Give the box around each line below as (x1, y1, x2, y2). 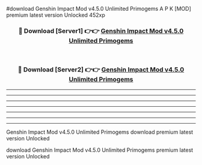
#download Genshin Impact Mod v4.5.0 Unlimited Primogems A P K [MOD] (6, 5, 191, 12)
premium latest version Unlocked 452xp (6, 11, 105, 19)
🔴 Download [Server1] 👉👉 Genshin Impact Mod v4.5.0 (18, 26, 184, 35)
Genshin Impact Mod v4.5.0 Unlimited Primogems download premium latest (6, 128, 194, 136)
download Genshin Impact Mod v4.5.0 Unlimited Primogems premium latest (6, 146, 194, 154)
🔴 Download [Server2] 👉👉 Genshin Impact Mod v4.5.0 (17, 65, 185, 74)
